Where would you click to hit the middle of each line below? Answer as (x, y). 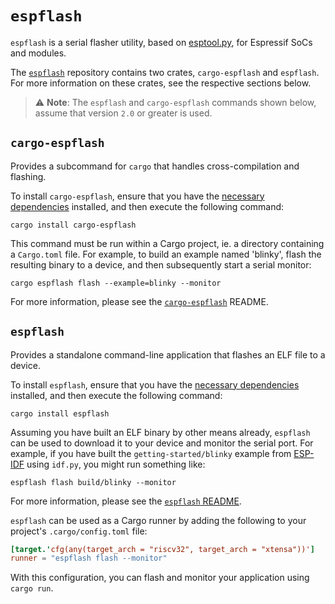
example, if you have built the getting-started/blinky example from (151, 453)
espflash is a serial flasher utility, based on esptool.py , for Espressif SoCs (161, 42)
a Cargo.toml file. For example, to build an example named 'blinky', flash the (166, 254)
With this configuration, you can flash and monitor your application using (160, 578)
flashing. (28, 176)
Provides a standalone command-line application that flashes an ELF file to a (168, 354)
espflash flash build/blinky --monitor (93, 482)
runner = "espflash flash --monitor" (89, 558)
